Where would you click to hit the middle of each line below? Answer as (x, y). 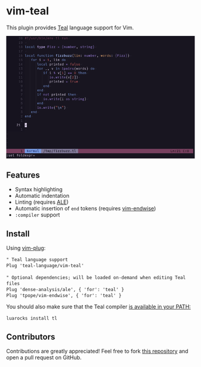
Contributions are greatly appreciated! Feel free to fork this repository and (97, 351)
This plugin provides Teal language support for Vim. (70, 27)
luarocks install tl (32, 319)
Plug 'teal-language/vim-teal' (45, 266)
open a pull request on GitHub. (44, 357)
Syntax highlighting (39, 189)
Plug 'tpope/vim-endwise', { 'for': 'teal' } (64, 296)
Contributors (31, 337)
